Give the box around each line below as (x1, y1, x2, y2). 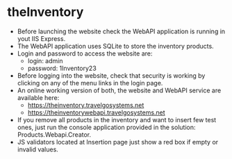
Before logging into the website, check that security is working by (17, 71, 206, 80)
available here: (17, 93, 60, 101)
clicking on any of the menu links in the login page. (17, 78, 163, 87)
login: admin (27, 56, 63, 65)
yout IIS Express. (17, 34, 66, 42)
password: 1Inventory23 (27, 64, 97, 72)
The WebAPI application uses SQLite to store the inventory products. (17, 42, 214, 50)
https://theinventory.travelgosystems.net (27, 101, 144, 109)
